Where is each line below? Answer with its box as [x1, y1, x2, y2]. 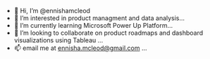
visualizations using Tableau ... [13, 36, 104, 44]
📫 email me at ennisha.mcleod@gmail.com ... [13, 44, 147, 52]
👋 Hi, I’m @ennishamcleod [13, 7, 90, 15]
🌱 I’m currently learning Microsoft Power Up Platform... [13, 22, 173, 29]
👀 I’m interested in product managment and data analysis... [13, 14, 185, 22]
